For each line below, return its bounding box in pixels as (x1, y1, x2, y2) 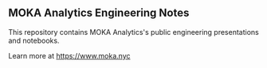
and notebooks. (8, 36, 60, 45)
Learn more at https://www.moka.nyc (8, 51, 131, 60)
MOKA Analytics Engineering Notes (8, 6, 190, 20)
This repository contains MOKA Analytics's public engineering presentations (8, 27, 259, 36)
